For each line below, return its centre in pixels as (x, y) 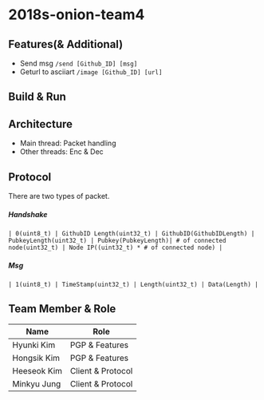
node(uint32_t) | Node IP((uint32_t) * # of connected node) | (116, 248)
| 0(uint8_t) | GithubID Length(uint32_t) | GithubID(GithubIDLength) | (132, 233)
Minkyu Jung (37, 383)
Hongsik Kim (36, 358)
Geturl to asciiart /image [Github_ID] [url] (91, 72)
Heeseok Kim (37, 370)
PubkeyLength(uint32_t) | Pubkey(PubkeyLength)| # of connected (117, 240)
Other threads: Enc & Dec (61, 152)
